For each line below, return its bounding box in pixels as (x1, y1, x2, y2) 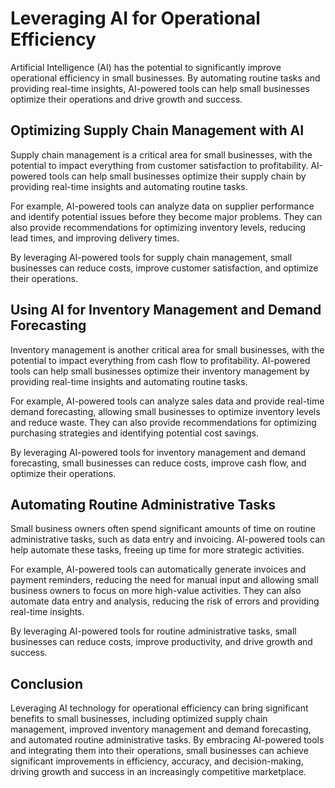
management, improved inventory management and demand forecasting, (10, 723, 312, 736)
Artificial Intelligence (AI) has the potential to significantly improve (10, 61, 282, 73)
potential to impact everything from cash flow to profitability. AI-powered (10, 354, 311, 366)
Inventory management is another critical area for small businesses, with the (10, 343, 325, 356)
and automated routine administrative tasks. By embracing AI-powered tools (10, 734, 325, 746)
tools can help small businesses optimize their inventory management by (10, 365, 310, 377)
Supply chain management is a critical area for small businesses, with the (10, 148, 313, 161)
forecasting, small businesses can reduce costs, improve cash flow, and (10, 457, 307, 469)
